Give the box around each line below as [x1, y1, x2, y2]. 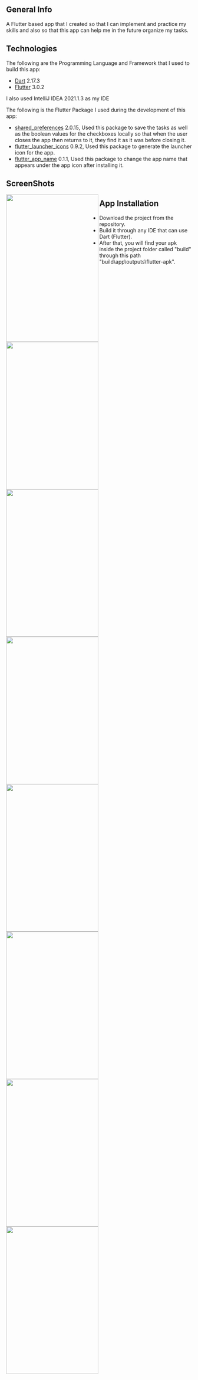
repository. [99, 221, 126, 228]
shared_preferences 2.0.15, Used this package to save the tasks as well [14, 124, 188, 131]
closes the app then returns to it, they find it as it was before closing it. [14, 136, 186, 143]
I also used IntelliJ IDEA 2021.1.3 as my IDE [6, 94, 110, 102]
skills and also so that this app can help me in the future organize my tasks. [6, 27, 189, 34]
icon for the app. [14, 149, 55, 156]
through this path [99, 252, 141, 259]
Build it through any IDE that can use [99, 226, 188, 234]
